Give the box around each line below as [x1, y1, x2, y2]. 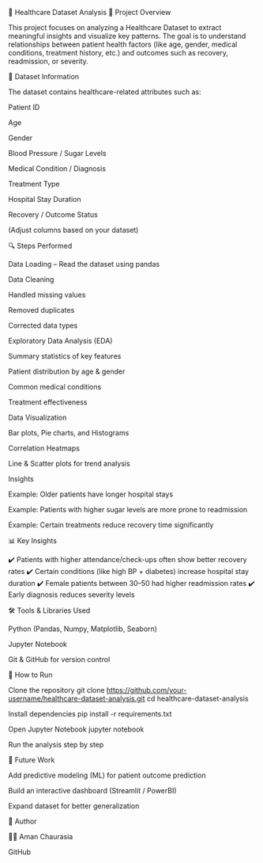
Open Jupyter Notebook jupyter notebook [8, 724, 145, 734]
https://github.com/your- [106, 686, 187, 694]
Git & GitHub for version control [8, 655, 111, 664]
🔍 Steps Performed [8, 241, 73, 250]
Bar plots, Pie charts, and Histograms [8, 428, 130, 437]
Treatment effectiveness [8, 397, 88, 407]
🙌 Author [8, 816, 37, 826]
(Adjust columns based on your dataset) [8, 226, 139, 234]
